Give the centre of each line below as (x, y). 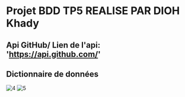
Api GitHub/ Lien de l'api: (53, 45)
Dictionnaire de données (52, 74)
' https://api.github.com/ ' (53, 54)
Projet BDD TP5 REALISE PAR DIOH (93, 11)
